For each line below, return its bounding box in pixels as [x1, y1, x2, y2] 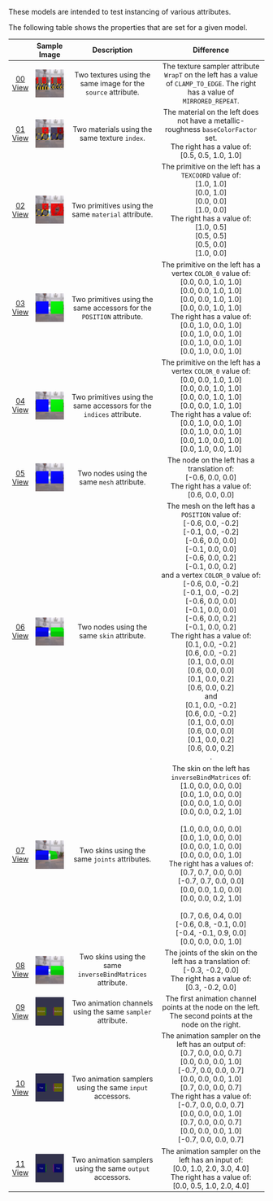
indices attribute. [84, 409, 141, 419]
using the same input [76, 1083, 149, 1093]
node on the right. [181, 1019, 241, 1029]
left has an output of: [175, 1040, 246, 1050]
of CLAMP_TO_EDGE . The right [165, 78, 257, 88]
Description [92, 45, 133, 55]
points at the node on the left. [162, 1002, 260, 1012]
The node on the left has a [167, 455, 255, 465]
